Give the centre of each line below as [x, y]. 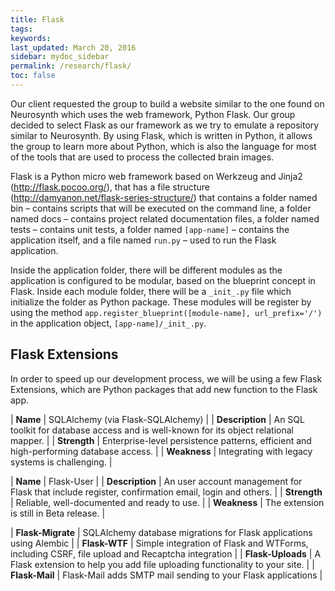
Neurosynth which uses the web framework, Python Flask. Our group [153, 114]
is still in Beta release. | [58, 513]
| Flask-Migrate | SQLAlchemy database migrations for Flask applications [161, 532]
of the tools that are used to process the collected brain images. [142, 157]
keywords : [31, 38]
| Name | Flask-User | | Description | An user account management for [156, 481]
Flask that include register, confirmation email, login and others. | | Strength [166, 492]
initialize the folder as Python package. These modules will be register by [161, 302]
